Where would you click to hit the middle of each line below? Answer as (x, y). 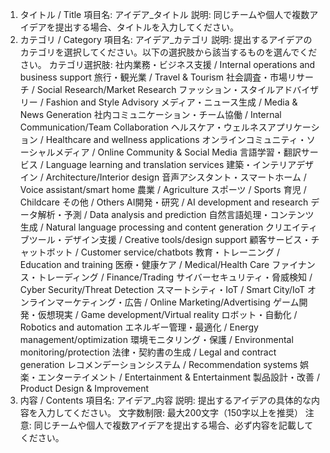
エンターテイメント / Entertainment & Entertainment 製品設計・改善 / (178, 377)
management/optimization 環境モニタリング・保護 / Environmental (156, 339)
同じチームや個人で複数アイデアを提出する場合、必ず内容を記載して (173, 425)
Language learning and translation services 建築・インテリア (171, 164)
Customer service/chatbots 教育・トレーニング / (180, 252)
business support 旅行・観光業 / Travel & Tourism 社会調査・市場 (153, 77)
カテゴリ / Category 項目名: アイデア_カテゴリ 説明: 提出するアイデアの (166, 39)
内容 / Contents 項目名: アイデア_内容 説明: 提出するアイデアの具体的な (165, 400)
